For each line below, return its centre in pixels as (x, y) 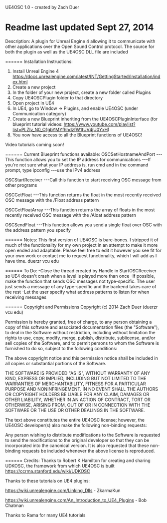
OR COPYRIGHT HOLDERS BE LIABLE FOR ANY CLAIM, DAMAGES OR (77, 394)
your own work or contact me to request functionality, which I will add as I (81, 256)
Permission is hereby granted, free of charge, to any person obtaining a (79, 322)
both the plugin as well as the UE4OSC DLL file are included (67, 51)
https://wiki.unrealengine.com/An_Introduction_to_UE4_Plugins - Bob (76, 500)
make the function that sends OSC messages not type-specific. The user (80, 281)
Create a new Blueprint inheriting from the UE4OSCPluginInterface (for (85, 119)
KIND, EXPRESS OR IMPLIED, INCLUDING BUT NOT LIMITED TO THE (76, 378)
